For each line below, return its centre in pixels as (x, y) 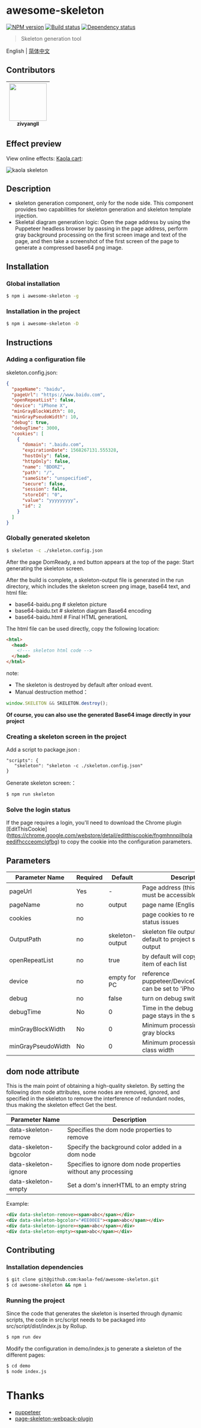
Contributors (31, 70)
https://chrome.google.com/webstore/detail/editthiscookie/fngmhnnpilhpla (100, 836)
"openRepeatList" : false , (44, 400)
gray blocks (159, 1033)
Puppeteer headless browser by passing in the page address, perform (101, 229)
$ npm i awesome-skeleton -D (42, 324)
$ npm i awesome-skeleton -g (42, 296)
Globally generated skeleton (48, 538)
